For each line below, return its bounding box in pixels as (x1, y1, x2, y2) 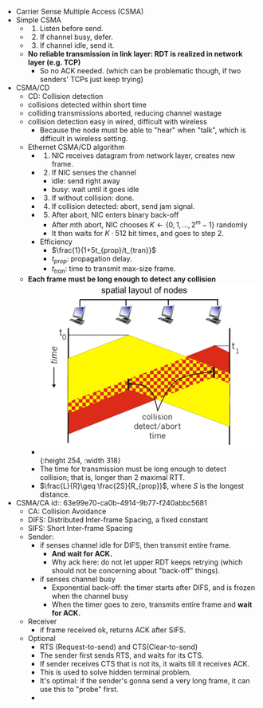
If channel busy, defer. (39, 32, 114, 41)
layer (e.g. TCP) (27, 57, 81, 67)
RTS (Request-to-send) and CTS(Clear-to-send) (39, 642, 198, 651)
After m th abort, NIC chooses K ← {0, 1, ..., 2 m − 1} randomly (51, 218, 248, 230)
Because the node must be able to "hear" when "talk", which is (39, 125, 246, 135)
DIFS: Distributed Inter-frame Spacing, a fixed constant (27, 514, 209, 525)
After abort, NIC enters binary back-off (51, 210, 179, 219)
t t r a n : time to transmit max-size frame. (51, 264, 176, 276)
